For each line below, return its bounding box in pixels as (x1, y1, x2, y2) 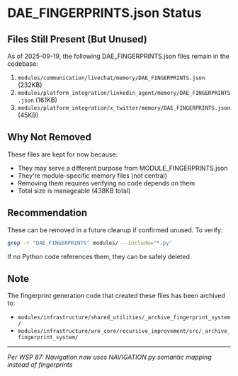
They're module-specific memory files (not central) (17, 171, 168, 180)
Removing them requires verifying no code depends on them (17, 178, 195, 187)
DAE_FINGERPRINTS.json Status (7, 5, 202, 21)
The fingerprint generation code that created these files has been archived (7, 292, 225, 300)
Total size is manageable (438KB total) (17, 186, 131, 195)
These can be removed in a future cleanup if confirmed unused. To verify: (7, 225, 223, 234)
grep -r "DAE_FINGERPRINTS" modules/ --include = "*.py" (7, 239, 173, 246)
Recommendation (7, 207, 87, 219)
